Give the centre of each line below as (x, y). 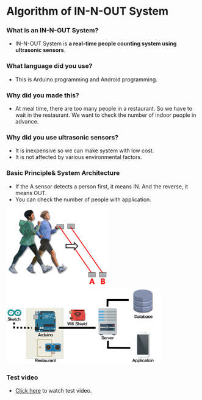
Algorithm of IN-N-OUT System (88, 11)
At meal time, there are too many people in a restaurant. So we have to (104, 109)
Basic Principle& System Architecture (63, 173)
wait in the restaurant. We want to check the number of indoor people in (106, 115)
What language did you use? (49, 66)
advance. (27, 122)
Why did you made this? (43, 95)
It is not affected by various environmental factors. (78, 157)
